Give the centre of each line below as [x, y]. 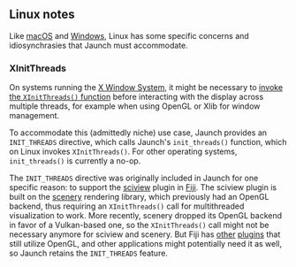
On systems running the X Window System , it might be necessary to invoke [146, 88]
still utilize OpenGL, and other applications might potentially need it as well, [146, 244]
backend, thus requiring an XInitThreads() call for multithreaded [127, 206]
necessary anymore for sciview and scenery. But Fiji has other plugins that [145, 234]
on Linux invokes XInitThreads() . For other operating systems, [123, 152]
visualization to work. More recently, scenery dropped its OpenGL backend [146, 216]
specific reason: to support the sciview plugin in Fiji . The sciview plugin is [143, 187]
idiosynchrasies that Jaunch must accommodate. [99, 45]
